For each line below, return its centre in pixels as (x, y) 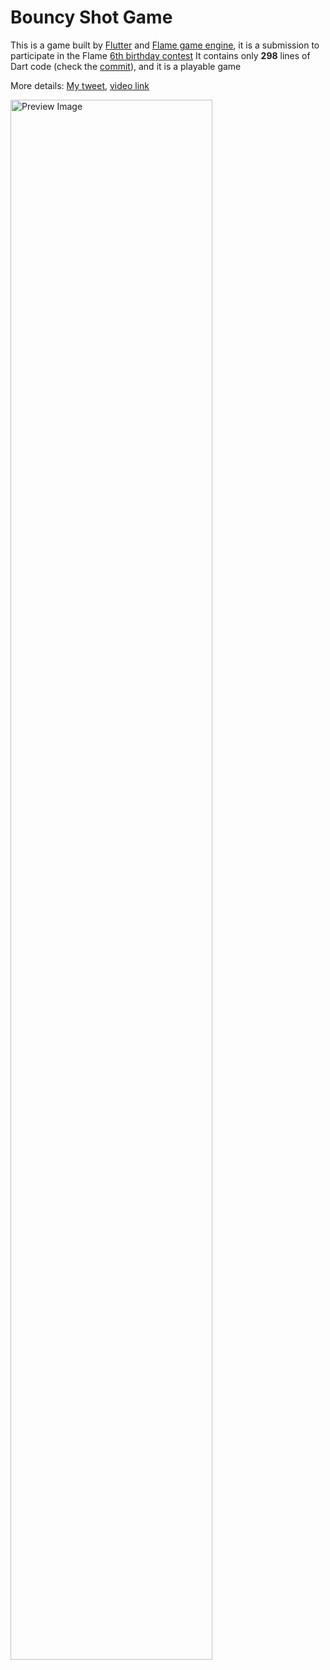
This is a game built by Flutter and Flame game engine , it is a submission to (165, 45)
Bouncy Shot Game (91, 17)
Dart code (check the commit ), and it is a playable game (126, 66)
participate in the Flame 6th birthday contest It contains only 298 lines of (160, 55)
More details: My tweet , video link (80, 85)
